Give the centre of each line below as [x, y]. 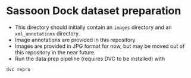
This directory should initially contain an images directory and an [93, 27]
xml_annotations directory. [47, 33]
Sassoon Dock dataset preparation [94, 11]
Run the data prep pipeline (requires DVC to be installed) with [90, 58]
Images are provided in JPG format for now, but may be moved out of [100, 46]
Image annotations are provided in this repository [75, 40]
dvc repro [18, 69]
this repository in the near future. [55, 52]
